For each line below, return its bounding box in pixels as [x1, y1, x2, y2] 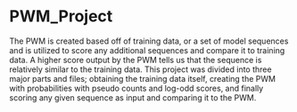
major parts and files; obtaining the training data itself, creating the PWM [9, 73, 276, 84]
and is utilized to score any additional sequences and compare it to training [9, 44, 285, 55]
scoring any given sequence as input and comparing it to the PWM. [9, 92, 257, 103]
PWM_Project [9, 6, 113, 27]
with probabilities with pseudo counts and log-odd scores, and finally [9, 83, 264, 93]
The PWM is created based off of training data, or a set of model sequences [9, 36, 289, 46]
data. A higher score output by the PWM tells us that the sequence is [9, 54, 262, 65]
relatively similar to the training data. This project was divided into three [9, 64, 272, 75]
